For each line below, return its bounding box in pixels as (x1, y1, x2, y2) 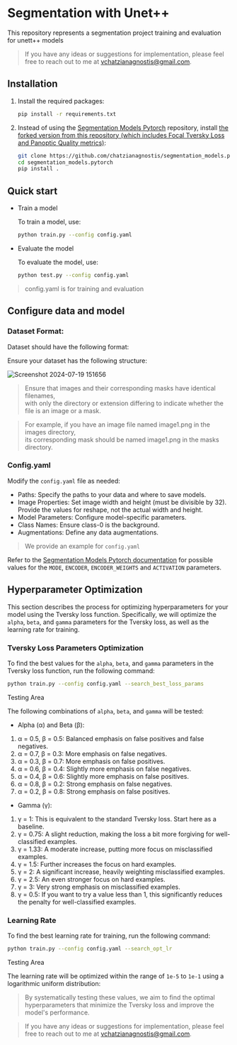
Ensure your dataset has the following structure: (7, 356, 147, 365)
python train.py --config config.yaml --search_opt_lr (7, 946, 173, 953)
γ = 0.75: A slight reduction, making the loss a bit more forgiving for (17, 829, 214, 838)
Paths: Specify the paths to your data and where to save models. (17, 490, 207, 498)
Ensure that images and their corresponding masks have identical (24, 383, 216, 392)
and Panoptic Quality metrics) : (17, 138, 107, 147)
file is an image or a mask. (24, 406, 101, 415)
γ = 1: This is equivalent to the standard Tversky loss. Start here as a (17, 814, 217, 823)
